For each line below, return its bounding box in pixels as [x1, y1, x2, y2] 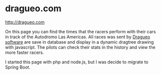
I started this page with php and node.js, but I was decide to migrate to [5, 59, 149, 65]
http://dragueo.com [5, 19, 45, 25]
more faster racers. [5, 50, 44, 55]
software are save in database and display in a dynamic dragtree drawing [5, 39, 154, 45]
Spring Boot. [5, 64, 31, 70]
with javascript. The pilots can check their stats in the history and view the [5, 44, 156, 50]
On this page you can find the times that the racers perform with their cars [5, 28, 156, 34]
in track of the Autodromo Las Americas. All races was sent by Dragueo [5, 34, 150, 40]
